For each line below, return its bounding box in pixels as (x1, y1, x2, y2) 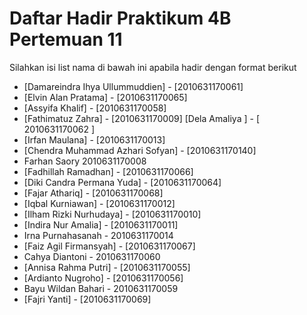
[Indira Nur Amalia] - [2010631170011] (23, 218, 179, 231)
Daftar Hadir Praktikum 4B (9, 7, 232, 30)
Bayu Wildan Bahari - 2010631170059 (23, 282, 179, 294)
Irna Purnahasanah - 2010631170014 (23, 229, 174, 241)
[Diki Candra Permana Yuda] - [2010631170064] (23, 176, 222, 188)
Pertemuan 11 (9, 28, 123, 51)
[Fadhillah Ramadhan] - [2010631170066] (23, 165, 194, 177)
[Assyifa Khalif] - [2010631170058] (23, 102, 167, 114)
